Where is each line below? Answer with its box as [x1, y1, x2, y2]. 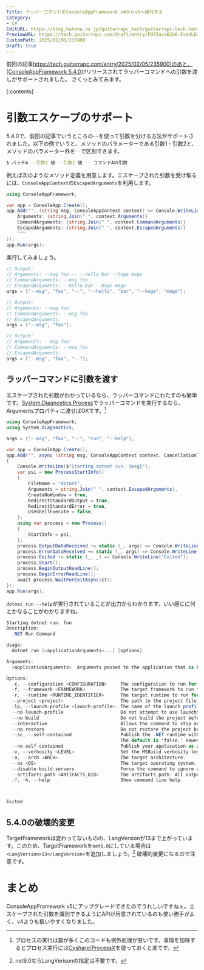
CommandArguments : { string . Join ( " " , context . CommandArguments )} [17, 219, 186, 225]
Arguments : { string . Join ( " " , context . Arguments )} [17, 214, 148, 220]
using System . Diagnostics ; [6, 424, 75, 431]
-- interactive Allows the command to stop [12, 720, 191, 726]
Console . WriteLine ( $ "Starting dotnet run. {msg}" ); [17, 463, 151, 469]
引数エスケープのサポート [6, 111, 134, 125]
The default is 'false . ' [120, 737, 183, 743]
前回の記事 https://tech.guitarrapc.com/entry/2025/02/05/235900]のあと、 [6, 60, 193, 68]
